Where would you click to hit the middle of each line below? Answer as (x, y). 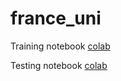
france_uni (56, 18)
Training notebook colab (60, 46)
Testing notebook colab (59, 65)
